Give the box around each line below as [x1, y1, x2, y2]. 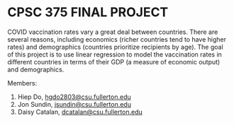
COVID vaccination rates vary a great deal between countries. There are [7, 28, 218, 36]
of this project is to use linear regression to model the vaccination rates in [7, 50, 222, 59]
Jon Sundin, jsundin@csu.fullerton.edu [17, 100, 131, 108]
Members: [7, 78, 38, 87]
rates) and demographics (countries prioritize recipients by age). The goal [7, 42, 223, 51]
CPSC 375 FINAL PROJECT [7, 4, 169, 20]
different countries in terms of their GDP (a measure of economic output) [7, 57, 221, 66]
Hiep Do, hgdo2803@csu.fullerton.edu [17, 93, 131, 101]
